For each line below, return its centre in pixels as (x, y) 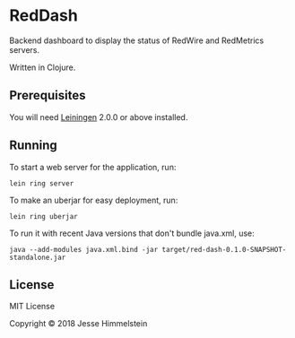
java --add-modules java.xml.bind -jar (84, 249)
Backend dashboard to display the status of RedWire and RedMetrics (137, 40)
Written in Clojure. (43, 67)
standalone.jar (38, 257)
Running (34, 146)
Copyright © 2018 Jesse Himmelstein (78, 324)
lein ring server (42, 183)
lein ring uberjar (43, 216)
